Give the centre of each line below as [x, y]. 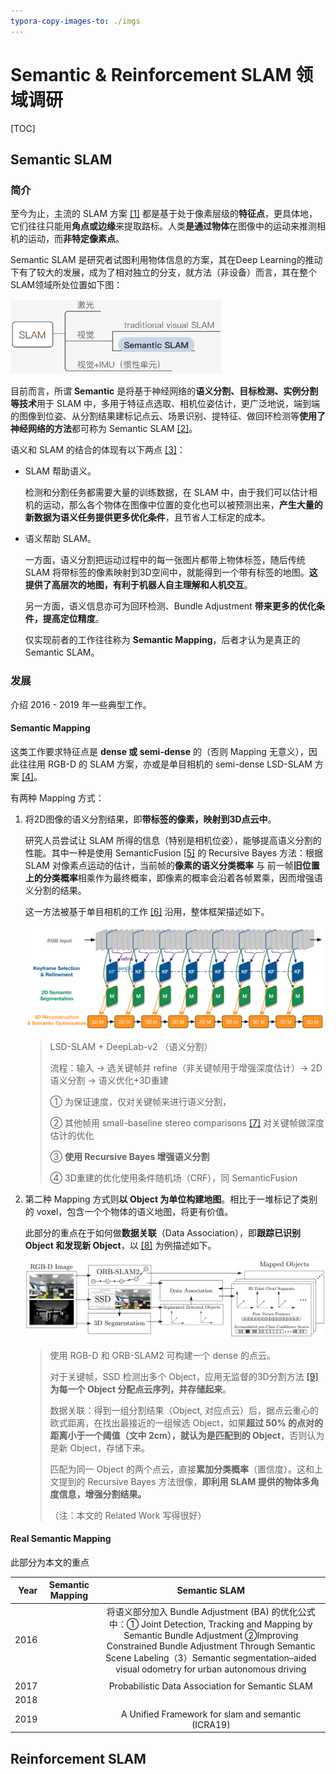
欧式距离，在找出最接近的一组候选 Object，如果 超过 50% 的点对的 [186, 1422]
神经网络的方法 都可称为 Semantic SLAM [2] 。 [104, 429]
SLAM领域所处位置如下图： [66, 285]
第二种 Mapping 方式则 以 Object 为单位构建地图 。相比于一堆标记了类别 [171, 1199]
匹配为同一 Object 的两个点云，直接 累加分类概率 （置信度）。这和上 [186, 1469]
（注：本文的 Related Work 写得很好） [128, 1515]
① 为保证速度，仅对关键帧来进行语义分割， [140, 1102]
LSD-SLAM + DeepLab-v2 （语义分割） [131, 1047]
